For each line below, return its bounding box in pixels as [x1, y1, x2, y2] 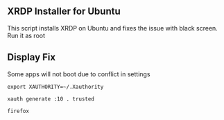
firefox [7, 108, 30, 114]
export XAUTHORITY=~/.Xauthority [7, 83, 104, 90]
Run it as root [7, 31, 46, 40]
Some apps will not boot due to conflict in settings [7, 69, 150, 78]
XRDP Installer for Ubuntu [7, 6, 121, 17]
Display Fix [7, 51, 56, 63]
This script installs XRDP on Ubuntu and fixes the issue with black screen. [7, 24, 218, 32]
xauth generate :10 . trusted [7, 95, 95, 103]
